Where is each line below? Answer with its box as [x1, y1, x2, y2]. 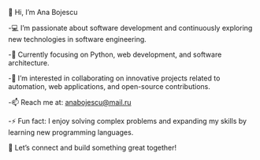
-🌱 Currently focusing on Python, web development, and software [8, 50, 222, 59]
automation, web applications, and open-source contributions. [8, 82, 210, 91]
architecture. [8, 58, 50, 67]
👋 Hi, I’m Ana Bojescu [8, 8, 78, 17]
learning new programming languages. [8, 128, 134, 137]
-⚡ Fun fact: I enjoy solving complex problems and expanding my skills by [8, 117, 247, 125]
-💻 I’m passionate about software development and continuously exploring [8, 24, 253, 32]
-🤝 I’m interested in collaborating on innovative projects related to [8, 73, 221, 83]
